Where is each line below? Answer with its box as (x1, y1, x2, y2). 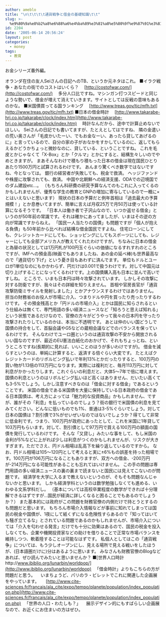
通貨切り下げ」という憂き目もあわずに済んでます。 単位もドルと (18, 257, 149, 263)
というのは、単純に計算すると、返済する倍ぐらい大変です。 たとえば (13, 350, 153, 356)
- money (9, 44, 26, 49)
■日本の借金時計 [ (75, 109, 117, 115)
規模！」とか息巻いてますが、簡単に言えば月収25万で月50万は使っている (5, 201, 154, 207)
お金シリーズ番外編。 (5, 67, 48, 73)
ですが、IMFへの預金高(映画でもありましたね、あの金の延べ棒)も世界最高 (5, 251, 155, 257)
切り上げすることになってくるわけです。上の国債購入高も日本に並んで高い (5, 269, 156, 275)
